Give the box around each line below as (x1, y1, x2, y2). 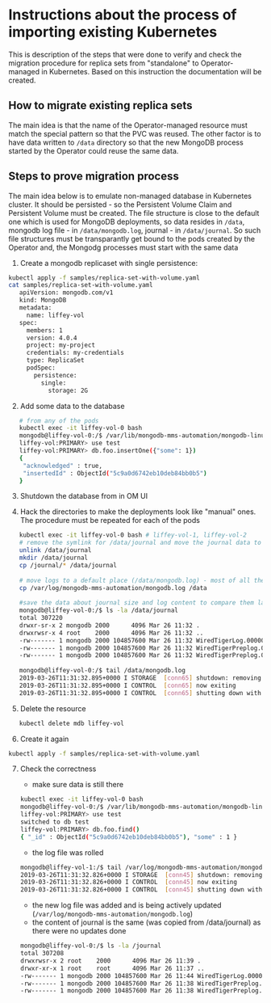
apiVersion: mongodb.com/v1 (19, 289, 114, 297)
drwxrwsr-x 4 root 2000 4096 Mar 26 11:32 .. (19, 629, 204, 637)
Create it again (19, 734, 69, 744)
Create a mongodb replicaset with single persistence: (19, 258, 198, 268)
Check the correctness (19, 764, 97, 773)
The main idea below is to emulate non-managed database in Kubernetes (8, 191, 252, 200)
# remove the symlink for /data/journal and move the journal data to (19, 539, 262, 547)
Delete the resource (19, 703, 86, 713)
